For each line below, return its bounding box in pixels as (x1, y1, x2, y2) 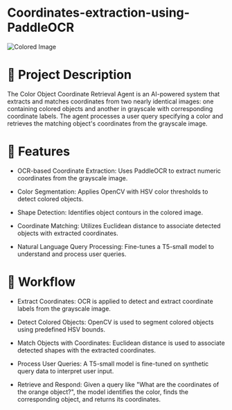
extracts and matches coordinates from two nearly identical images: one (7, 97, 214, 105)
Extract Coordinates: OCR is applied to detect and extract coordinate (17, 297, 213, 305)
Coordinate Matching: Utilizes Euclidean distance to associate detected (17, 221, 221, 230)
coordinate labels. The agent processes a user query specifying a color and (7, 112, 224, 120)
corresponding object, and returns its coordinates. (17, 395, 161, 403)
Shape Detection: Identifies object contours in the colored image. (17, 208, 204, 216)
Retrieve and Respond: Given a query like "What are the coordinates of (17, 380, 220, 388)
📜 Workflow (7, 274, 76, 289)
